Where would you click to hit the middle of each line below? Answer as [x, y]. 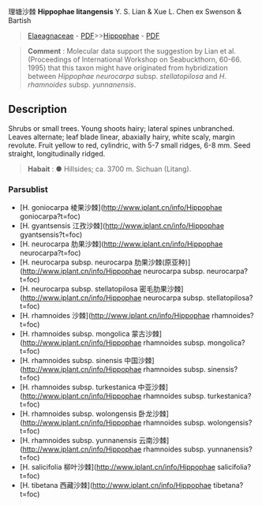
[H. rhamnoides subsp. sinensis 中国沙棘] [87, 361]
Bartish [20, 21]
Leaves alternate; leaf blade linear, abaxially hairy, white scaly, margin [122, 137]
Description [37, 109]
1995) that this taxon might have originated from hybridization [127, 68]
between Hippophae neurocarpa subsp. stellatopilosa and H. [127, 76]
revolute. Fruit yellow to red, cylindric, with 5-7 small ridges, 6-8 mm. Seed [129, 145]
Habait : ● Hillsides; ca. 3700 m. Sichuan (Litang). [109, 169]
